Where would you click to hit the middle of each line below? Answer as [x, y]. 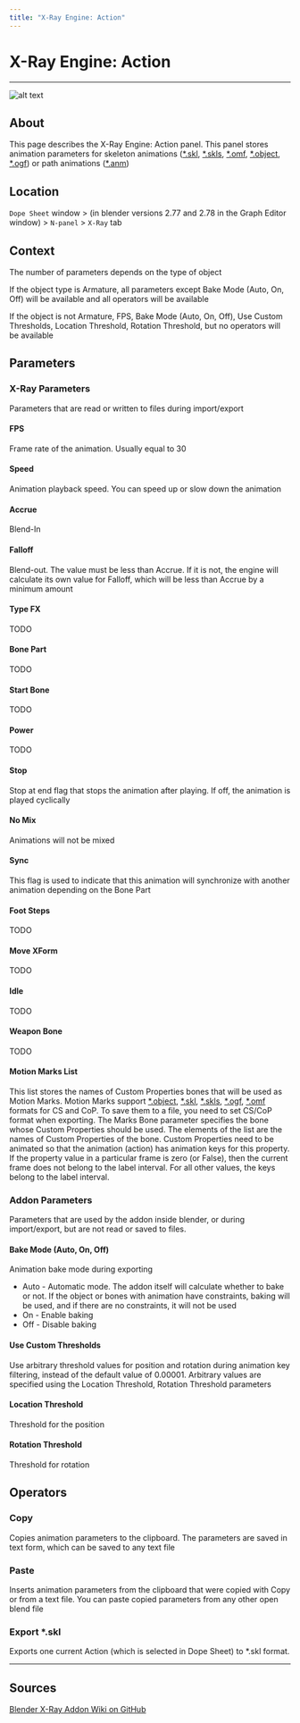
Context [32, 251]
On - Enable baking [58, 1315]
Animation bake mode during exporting [81, 1269]
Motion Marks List [44, 1072]
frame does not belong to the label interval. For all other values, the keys [142, 1167]
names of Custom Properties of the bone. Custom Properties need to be [142, 1139]
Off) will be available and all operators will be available [109, 299]
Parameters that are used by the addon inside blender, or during [127, 1220]
